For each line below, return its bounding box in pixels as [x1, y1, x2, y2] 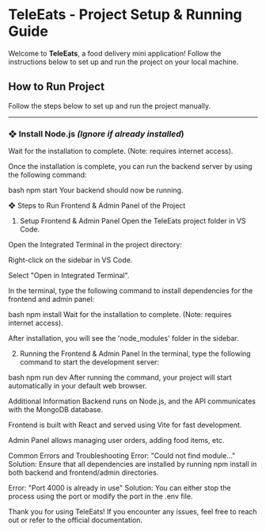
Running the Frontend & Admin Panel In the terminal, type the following [19, 349, 251, 358]
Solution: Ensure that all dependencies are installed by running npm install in [8, 460, 257, 469]
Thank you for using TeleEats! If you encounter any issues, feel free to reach [8, 507, 257, 517]
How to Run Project [8, 80, 105, 94]
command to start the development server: [19, 357, 160, 367]
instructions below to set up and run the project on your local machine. [8, 57, 239, 67]
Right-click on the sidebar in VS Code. [8, 255, 133, 265]
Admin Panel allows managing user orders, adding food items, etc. [8, 436, 225, 445]
